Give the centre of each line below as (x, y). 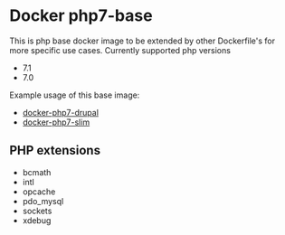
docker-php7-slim (56, 122)
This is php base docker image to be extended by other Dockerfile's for (142, 41)
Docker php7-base (81, 16)
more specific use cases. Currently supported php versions (120, 50)
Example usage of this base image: (75, 95)
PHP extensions (55, 150)
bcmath (37, 172)
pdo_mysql (43, 201)
